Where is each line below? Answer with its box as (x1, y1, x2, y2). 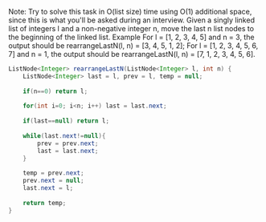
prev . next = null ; (23, 176, 84, 185)
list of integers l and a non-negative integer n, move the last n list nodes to (8, 24, 255, 33)
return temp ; (23, 199, 67, 207)
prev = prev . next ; (37, 139, 99, 147)
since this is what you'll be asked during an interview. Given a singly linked (8, 15, 256, 25)
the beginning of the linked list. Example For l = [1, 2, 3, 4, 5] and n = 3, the (8, 32, 255, 42)
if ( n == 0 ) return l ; (23, 87, 88, 95)
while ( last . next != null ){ (23, 131, 106, 139)
